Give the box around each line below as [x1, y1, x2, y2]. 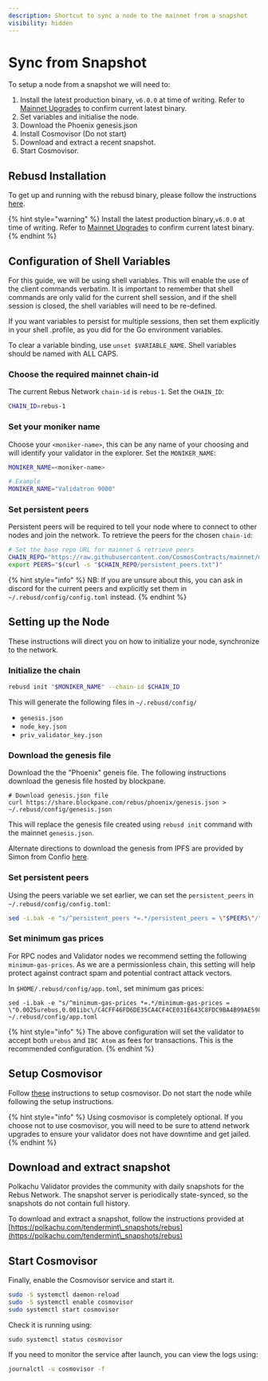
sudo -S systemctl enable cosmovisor [8, 1298, 134, 1307]
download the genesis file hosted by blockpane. [8, 776, 166, 786]
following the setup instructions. [8, 1096, 114, 1106]
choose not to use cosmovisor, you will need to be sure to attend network [8, 1120, 250, 1130]
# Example [8, 478, 41, 486]
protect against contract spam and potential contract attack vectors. [8, 968, 233, 977]
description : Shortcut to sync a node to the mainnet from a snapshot [8, 11, 248, 20]
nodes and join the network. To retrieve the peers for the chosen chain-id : [8, 531, 253, 540]
